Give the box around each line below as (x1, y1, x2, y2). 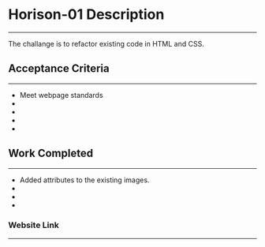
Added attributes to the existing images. (19, 175, 150, 185)
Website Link (8, 219, 59, 230)
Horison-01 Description (8, 6, 165, 24)
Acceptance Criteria (8, 62, 110, 76)
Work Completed (8, 147, 93, 160)
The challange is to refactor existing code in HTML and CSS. (8, 39, 205, 48)
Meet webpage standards (19, 90, 104, 99)
